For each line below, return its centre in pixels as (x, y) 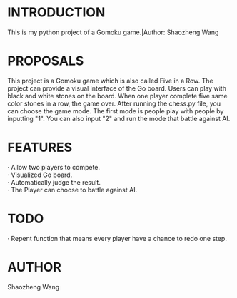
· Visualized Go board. (40, 175)
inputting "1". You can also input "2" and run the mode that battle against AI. (119, 118)
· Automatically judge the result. (54, 182)
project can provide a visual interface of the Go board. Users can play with (117, 88)
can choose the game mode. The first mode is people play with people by (116, 111)
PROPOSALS (46, 61)
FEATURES (40, 148)
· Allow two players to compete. (54, 167)
